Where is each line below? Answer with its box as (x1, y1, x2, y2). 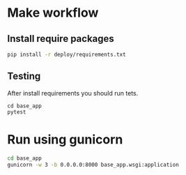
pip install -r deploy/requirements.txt (7, 51, 127, 58)
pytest (7, 108, 26, 116)
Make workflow (7, 5, 99, 21)
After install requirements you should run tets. (7, 89, 139, 97)
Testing (7, 70, 41, 82)
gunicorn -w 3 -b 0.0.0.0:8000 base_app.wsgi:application (7, 161, 179, 168)
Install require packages (7, 33, 115, 45)
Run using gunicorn (7, 131, 123, 147)
